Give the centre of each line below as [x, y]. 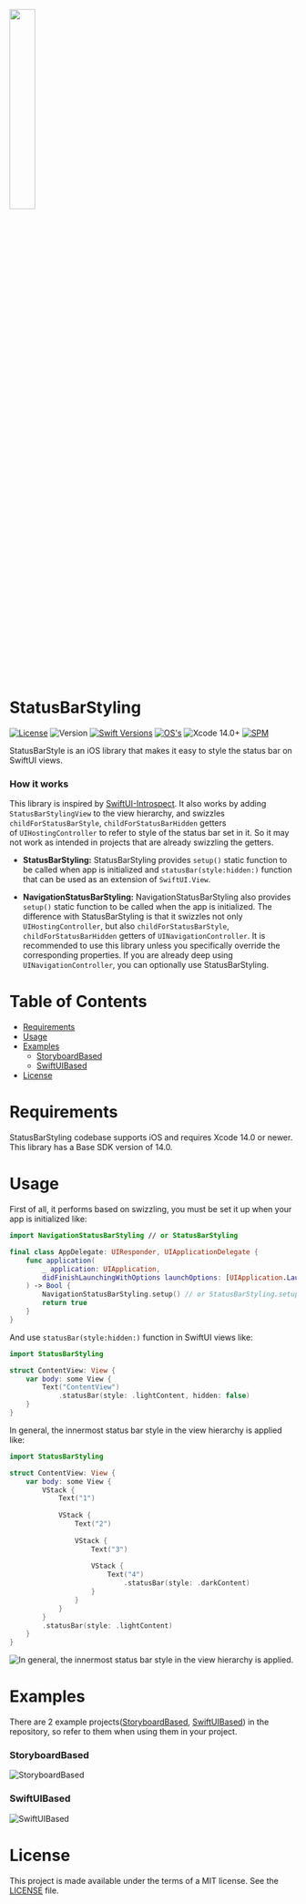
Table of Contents [78, 1002]
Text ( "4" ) [126, 1575]
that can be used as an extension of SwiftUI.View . [117, 880]
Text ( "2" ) [93, 1524]
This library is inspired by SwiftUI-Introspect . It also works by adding [138, 804]
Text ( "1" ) [76, 1498]
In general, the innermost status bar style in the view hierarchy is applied [146, 1430]
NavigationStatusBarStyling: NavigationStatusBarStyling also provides [157, 897]
